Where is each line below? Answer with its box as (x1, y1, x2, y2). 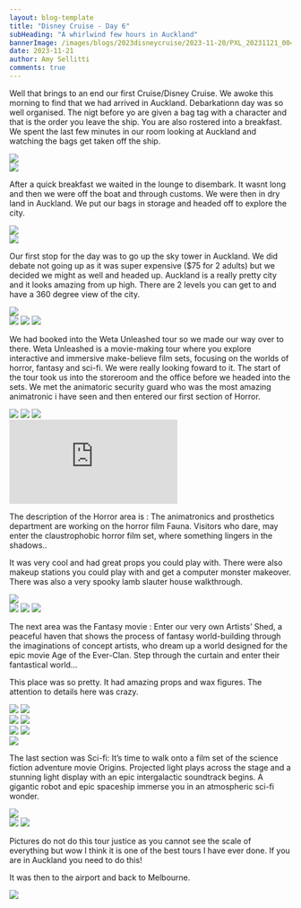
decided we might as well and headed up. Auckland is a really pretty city (9, 269, 278, 280)
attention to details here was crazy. (9, 686, 139, 697)
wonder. (9, 790, 40, 801)
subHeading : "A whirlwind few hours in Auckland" (9, 30, 199, 39)
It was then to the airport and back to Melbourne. (9, 872, 191, 883)
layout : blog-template (9, 13, 94, 22)
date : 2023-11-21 (9, 47, 74, 56)
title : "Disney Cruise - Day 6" (9, 22, 130, 31)
